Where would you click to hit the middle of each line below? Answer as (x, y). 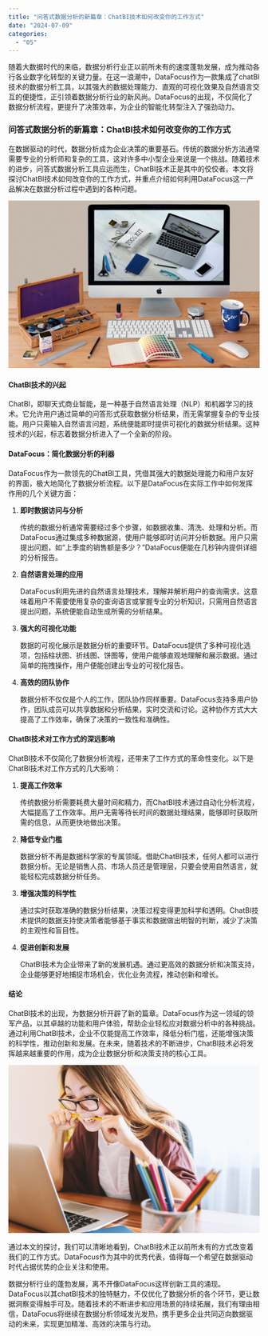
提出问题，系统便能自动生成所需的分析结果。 (93, 611)
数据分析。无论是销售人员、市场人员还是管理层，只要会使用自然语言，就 (138, 866)
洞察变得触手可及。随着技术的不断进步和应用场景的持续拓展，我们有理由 (134, 1303)
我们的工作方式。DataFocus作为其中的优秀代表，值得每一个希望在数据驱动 (131, 1257)
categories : (28, 34)
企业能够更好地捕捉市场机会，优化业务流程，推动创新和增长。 (121, 974)
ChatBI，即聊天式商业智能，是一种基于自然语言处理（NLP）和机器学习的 (128, 404)
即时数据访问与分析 (51, 510)
